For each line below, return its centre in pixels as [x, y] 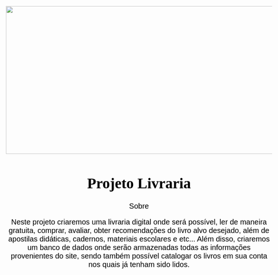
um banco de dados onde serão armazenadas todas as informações [139, 247]
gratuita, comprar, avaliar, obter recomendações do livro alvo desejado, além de [139, 230]
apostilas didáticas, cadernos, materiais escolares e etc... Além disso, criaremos [139, 239]
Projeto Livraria [139, 183]
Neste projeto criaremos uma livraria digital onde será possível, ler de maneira [139, 222]
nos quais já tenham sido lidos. [139, 264]
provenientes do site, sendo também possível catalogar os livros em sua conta [139, 256]
